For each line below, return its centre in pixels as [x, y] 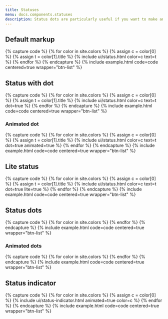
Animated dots [23, 245]
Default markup [30, 39]
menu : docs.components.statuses [39, 14]
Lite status [22, 166]
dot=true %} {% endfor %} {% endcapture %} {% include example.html [79, 106]
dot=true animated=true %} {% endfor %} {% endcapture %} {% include [80, 145]
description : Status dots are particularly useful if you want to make [81, 19]
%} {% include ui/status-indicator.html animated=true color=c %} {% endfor [84, 300]
